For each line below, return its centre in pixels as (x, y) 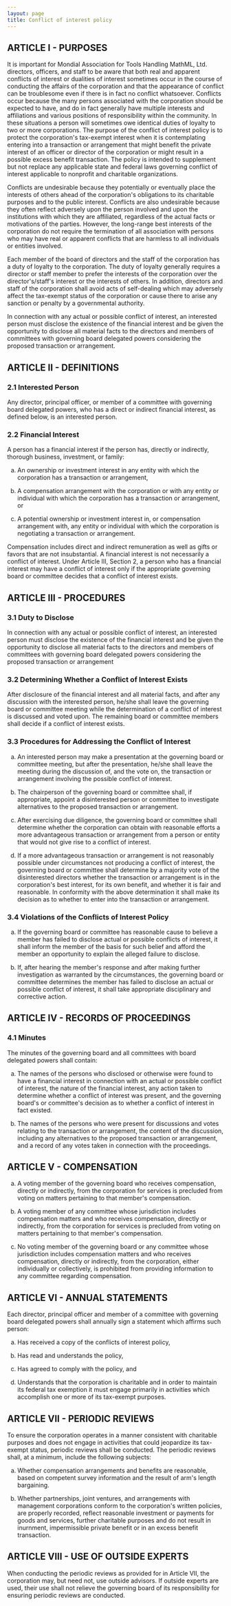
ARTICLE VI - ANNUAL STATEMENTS (88, 1298)
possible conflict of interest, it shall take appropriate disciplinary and (114, 989)
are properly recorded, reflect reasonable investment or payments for (115, 1513)
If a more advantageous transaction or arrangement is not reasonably (115, 855)
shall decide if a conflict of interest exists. (66, 724)
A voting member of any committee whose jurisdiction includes (107, 1211)
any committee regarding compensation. (75, 1276)
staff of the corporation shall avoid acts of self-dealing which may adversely (115, 289)
